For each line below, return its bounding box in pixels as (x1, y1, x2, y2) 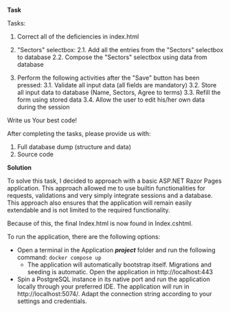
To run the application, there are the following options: (7, 233, 161, 241)
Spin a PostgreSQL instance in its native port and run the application (16, 275, 211, 283)
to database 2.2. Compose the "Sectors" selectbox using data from (16, 53, 208, 61)
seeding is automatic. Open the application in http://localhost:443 (27, 268, 214, 276)
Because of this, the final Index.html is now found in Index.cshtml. (7, 219, 194, 227)
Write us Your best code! (7, 116, 78, 124)
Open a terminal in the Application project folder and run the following (16, 246, 216, 254)
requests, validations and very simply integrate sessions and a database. (7, 192, 213, 199)
